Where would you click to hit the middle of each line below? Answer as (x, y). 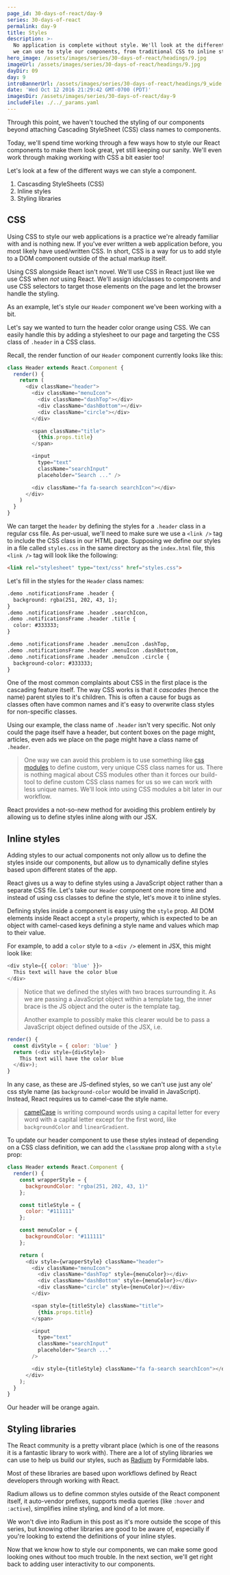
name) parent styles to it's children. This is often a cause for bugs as (104, 697)
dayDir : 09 (23, 71)
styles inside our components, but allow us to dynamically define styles (108, 863)
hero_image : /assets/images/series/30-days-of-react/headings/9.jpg (107, 58)
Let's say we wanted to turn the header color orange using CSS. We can (109, 327)
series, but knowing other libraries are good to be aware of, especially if (108, 1529)
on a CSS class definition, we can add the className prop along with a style (114, 1147)
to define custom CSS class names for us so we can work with (125, 782)
